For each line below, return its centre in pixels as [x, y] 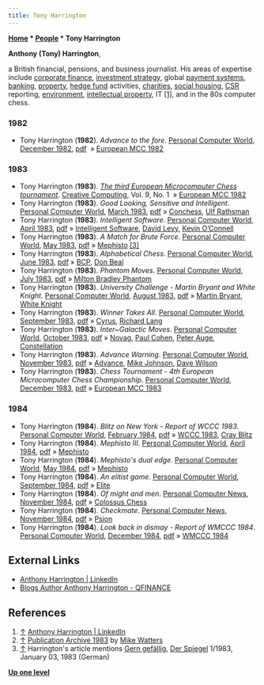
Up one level [29, 672]
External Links [44, 560]
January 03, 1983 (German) [64, 657]
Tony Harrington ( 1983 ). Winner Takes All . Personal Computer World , [132, 313]
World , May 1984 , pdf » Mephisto [74, 468]
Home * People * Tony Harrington [64, 38]
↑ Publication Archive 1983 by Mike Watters [91, 640]
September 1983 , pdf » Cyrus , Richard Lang [91, 321]
